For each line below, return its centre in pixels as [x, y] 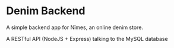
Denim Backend [46, 11]
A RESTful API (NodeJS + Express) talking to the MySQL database [87, 39]
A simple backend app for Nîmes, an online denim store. [75, 27]
